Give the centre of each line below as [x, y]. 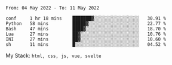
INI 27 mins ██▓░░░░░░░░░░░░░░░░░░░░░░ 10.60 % [86, 39]
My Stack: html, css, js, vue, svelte [53, 55]
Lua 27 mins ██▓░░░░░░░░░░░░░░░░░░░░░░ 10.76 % [86, 34]
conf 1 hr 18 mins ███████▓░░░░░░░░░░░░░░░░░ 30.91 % [86, 18]
